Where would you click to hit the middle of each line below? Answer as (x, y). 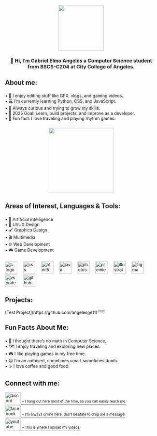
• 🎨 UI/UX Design (22, 224)
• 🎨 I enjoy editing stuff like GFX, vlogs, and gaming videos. (64, 96)
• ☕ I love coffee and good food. (37, 366)
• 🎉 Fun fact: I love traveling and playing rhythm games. (60, 118)
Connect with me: (32, 383)
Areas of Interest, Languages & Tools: (63, 206)
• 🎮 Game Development (29, 250)
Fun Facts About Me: (37, 328)
